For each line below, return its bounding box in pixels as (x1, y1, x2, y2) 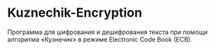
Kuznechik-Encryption (7, 5, 142, 21)
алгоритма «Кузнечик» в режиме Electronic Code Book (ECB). (7, 35, 192, 43)
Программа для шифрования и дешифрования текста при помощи (7, 28, 208, 36)
